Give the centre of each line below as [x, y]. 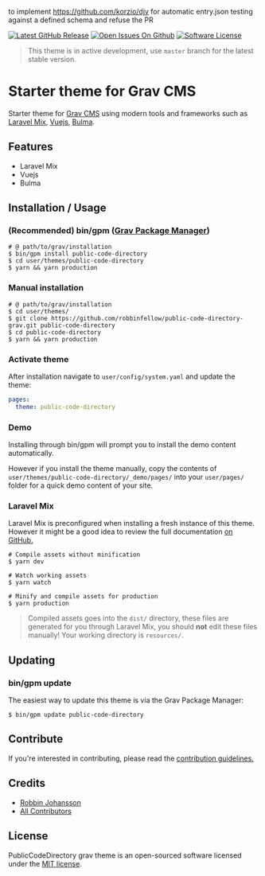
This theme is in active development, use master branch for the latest [140, 51]
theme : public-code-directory [65, 407]
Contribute [36, 739]
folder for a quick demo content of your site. [81, 485]
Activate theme [39, 359]
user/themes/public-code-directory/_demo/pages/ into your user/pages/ [126, 477]
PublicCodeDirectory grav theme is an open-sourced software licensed [125, 855]
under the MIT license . [45, 863]
